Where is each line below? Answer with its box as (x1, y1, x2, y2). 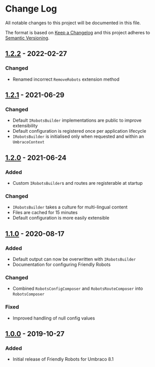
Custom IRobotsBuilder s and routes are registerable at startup (12, 180, 143, 186)
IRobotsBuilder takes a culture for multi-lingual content (12, 204, 128, 210)
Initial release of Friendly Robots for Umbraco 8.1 (12, 356, 114, 362)
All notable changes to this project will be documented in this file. (5, 20, 141, 26)
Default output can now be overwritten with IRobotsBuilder (12, 256, 136, 262)
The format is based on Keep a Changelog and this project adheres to (5, 29, 150, 35)
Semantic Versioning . (5, 35, 49, 41)
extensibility (12, 123, 38, 129)
